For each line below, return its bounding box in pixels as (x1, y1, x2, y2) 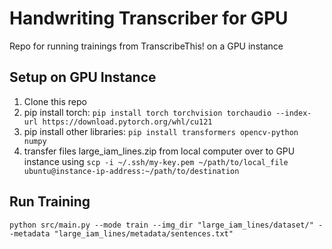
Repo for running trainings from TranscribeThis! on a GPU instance (9, 40, 284, 52)
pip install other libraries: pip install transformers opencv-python (23, 125, 299, 137)
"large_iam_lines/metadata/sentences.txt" (53, 228, 234, 239)
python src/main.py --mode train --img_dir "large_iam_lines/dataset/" (9, 220, 314, 230)
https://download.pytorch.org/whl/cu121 (42, 117, 213, 127)
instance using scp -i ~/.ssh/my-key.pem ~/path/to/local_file (23, 155, 289, 167)
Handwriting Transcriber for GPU (9, 7, 289, 30)
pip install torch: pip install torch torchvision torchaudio (23, 106, 272, 118)
